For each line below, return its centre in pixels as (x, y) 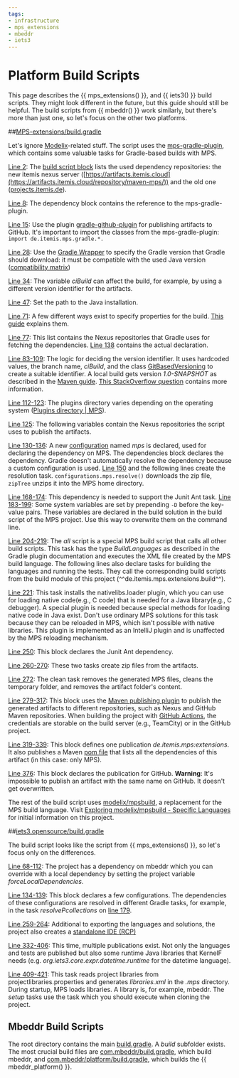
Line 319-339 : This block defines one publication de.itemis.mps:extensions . (119, 745)
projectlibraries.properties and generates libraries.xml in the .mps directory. (119, 982)
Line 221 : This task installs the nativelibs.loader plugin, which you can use (116, 593)
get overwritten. (32, 789)
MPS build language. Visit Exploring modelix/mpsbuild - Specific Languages (119, 810)
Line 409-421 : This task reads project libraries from (84, 974)
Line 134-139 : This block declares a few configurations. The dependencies (117, 895)
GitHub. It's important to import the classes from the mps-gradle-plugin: (114, 233)
